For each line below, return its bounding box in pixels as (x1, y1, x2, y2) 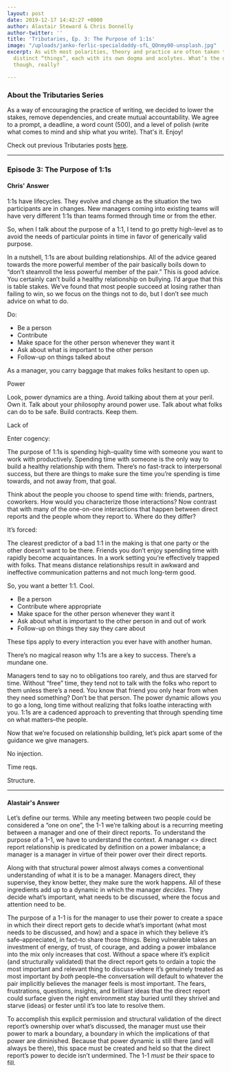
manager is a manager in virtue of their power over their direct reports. (7, 850, 208, 858)
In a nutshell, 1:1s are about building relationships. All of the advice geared (7, 253, 217, 262)
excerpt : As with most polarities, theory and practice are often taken (7, 49, 220, 56)
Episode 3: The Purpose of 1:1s (7, 165, 112, 174)
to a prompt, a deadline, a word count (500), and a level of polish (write (7, 120, 209, 128)
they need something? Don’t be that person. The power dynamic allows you (7, 694, 221, 702)
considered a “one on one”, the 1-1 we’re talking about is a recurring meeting (7, 821, 223, 829)
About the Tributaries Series (7, 90, 104, 100)
